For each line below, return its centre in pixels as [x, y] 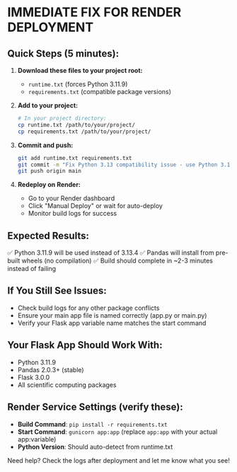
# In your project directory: [62, 118]
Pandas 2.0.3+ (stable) [51, 369]
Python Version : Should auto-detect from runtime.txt [95, 447]
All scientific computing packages [67, 385]
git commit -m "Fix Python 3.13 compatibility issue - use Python [117, 165]
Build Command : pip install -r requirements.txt [92, 424]
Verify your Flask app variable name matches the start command [112, 323]
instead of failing [32, 269]
